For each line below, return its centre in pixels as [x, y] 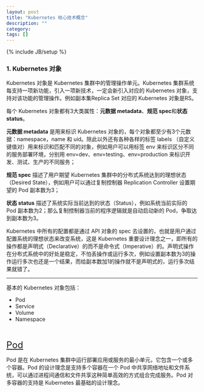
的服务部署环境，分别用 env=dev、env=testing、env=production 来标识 [96, 154]
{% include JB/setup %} [36, 52]
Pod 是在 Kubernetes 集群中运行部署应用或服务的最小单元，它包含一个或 [97, 360]
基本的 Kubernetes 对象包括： [43, 288]
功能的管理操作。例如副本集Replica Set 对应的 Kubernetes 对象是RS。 [110, 98]
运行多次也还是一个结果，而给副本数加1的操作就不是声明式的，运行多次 [100, 261]
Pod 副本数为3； [39, 190]
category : [19, 29]
